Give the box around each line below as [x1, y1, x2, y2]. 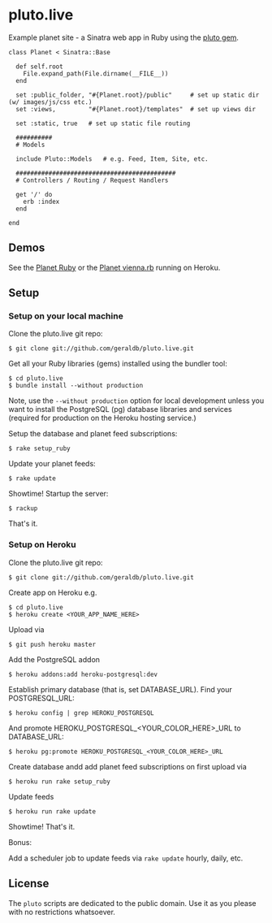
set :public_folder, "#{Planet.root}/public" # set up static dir [15, 91, 260, 99]
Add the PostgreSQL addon [8, 654, 100, 664]
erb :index [23, 197, 60, 206]
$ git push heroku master [8, 640, 96, 648]
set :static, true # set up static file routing [15, 119, 191, 128]
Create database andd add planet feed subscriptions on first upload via [8, 761, 248, 771]
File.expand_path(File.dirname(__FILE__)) [23, 69, 169, 78]
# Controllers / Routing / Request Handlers [15, 176, 169, 184]
